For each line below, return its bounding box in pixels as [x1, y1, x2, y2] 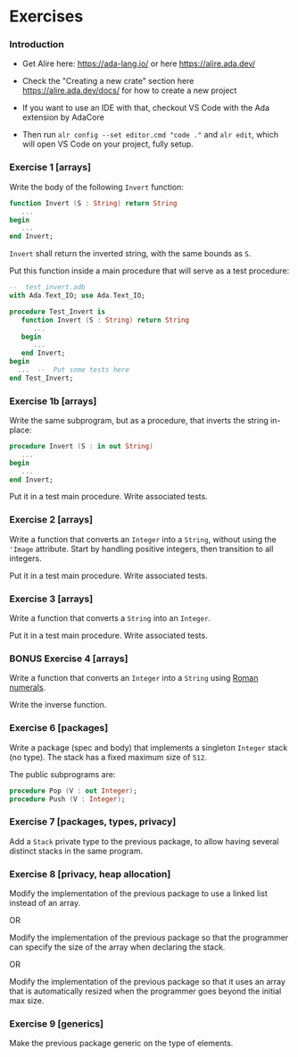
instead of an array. [9, 897, 81, 908]
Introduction [9, 38, 64, 51]
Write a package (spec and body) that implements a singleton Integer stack [9, 742, 288, 752]
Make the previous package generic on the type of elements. [9, 1038, 234, 1049]
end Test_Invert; [9, 373, 74, 382]
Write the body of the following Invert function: [9, 181, 185, 192]
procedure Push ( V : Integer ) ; [9, 794, 126, 803]
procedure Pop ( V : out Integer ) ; [9, 786, 138, 795]
